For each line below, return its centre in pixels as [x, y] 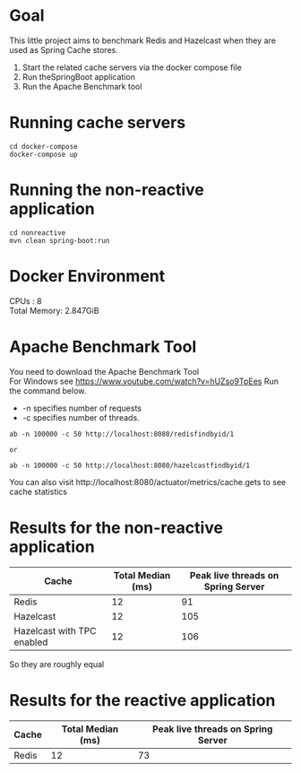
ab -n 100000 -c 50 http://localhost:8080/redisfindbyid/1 [122, 434]
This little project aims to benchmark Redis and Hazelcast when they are [142, 40]
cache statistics [38, 491]
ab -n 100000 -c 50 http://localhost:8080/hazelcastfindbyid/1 [130, 465]
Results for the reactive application [142, 700]
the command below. [48, 390]
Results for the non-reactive [116, 528]
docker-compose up [43, 154]
